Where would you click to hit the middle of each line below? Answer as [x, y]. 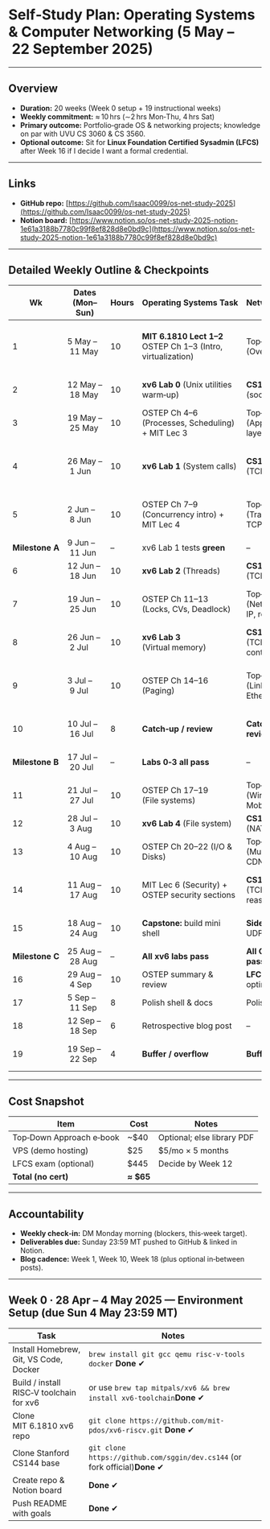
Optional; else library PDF [206, 1138]
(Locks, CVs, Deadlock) [186, 610]
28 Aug [84, 961]
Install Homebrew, [47, 1349]
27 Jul [82, 800]
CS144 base [36, 1463]
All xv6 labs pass [175, 957]
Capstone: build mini [181, 924]
